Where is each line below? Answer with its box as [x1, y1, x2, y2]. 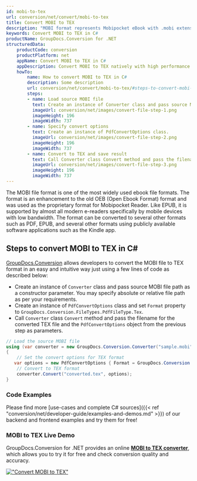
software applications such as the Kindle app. [6, 226, 116, 233]
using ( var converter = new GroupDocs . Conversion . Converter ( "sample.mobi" [6, 344, 193, 350]
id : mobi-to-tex [6, 8, 46, 15]
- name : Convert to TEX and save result [27, 151, 127, 157]
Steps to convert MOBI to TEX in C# [6, 244, 138, 254]
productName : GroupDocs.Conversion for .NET [6, 36, 117, 42]
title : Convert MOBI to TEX [6, 19, 75, 25]
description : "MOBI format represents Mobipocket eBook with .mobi [6, 25, 175, 31]
